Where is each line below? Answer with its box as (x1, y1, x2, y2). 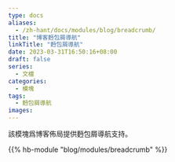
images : (8, 107, 34, 115)
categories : (8, 77, 47, 85)
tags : (8, 92, 26, 100)
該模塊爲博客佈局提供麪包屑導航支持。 (8, 129, 132, 138)
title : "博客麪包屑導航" (8, 33, 81, 42)
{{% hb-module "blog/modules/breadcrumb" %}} (8, 145, 168, 154)
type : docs (8, 11, 44, 20)
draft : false (8, 56, 51, 64)
